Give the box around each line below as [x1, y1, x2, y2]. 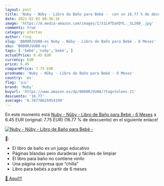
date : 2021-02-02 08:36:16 [5, 16, 60, 21]
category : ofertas [5, 30, 42, 35]
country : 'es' [5, 75, 34, 80]
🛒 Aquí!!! [5, 176, 22, 182]
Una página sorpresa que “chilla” [12, 161, 79, 167]
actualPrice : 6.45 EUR [5, 52, 51, 58]
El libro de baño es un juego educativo [12, 145, 89, 151]
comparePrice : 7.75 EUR [5, 67, 54, 71]
